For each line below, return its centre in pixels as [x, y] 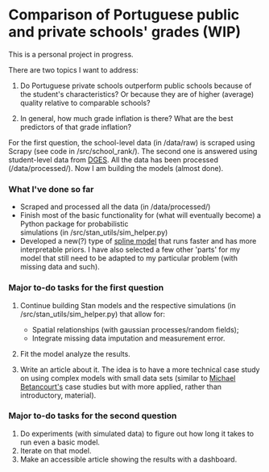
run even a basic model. [60, 442]
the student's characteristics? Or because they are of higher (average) [137, 94]
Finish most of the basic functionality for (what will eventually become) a [141, 215]
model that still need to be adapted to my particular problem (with [128, 258]
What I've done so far [51, 189]
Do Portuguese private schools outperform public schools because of [136, 86]
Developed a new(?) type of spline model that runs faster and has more [138, 241]
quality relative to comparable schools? [85, 102]
